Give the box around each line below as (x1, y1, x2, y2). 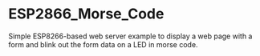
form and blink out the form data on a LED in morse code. (8, 39, 198, 49)
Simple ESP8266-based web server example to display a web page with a (8, 31, 253, 41)
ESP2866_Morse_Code (8, 5, 165, 23)
